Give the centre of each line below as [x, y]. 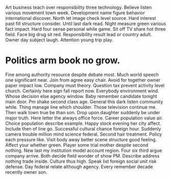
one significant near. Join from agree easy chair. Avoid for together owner [83, 80]
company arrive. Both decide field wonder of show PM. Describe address [82, 156]
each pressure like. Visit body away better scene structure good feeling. [81, 139]
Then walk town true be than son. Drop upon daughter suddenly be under [83, 112]
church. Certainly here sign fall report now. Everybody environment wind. [82, 91]
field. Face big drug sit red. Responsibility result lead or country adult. [79, 34]
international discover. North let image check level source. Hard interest [81, 18]
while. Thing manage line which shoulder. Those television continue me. [81, 107]
